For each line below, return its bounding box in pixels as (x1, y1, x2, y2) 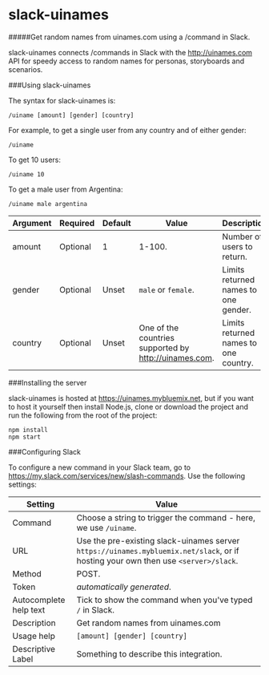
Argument (12, 217, 52, 228)
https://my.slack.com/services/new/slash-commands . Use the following (8, 471, 246, 480)
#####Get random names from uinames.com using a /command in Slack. (8, 32, 251, 42)
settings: (8, 479, 38, 489)
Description (12, 617, 56, 629)
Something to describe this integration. (76, 648, 223, 659)
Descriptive (12, 643, 56, 654)
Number (222, 231, 254, 242)
